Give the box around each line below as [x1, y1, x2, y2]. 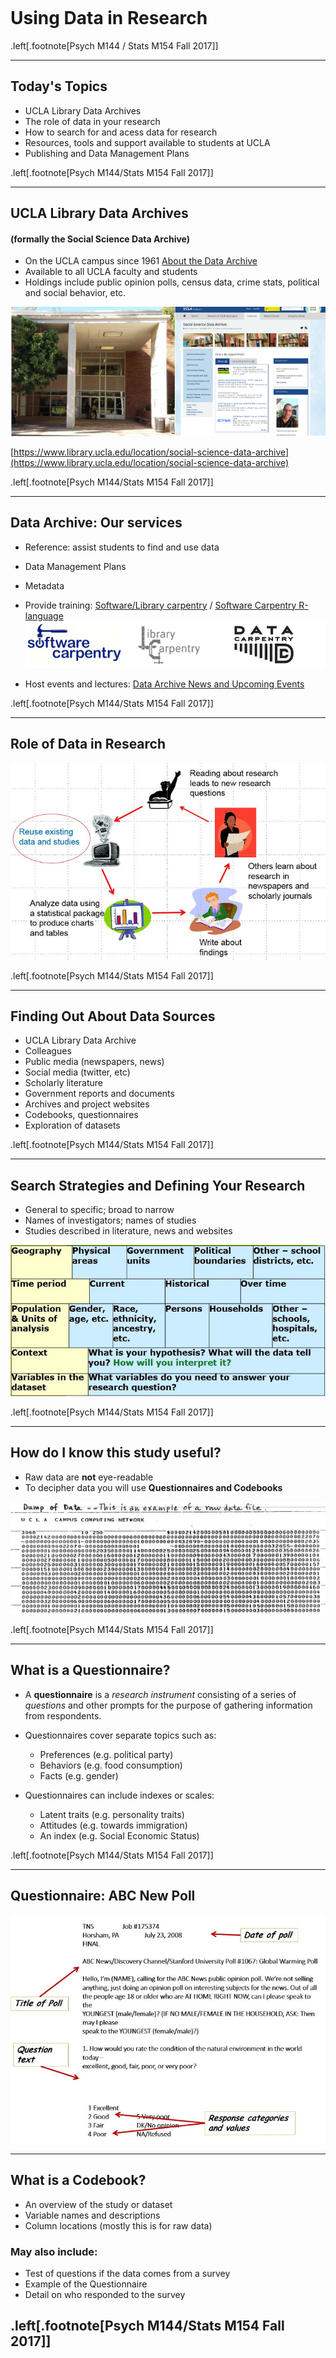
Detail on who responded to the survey [24, 2289, 186, 2300]
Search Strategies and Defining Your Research [10, 1177, 306, 1194]
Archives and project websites [24, 1098, 150, 1110]
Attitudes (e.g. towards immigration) [39, 1819, 188, 1831]
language [24, 609, 64, 622]
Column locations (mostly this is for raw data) [24, 2219, 213, 2232]
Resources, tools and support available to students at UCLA [24, 136, 271, 148]
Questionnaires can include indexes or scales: [24, 1789, 215, 1801]
